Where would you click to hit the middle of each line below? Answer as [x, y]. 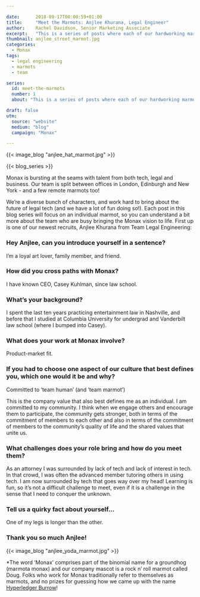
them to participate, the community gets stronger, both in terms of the [92, 413]
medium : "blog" [30, 127]
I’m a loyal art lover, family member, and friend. [64, 256]
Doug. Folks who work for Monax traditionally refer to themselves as [90, 575]
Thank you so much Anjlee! [46, 538]
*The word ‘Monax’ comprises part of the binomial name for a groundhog [96, 562]
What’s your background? [45, 300]
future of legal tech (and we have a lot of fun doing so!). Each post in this [96, 209]
